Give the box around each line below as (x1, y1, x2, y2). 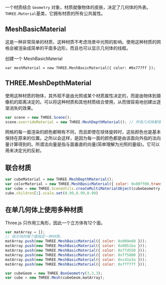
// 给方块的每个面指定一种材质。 (5, 234, 63, 239)
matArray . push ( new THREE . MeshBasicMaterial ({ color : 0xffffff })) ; (5, 262, 147, 267)
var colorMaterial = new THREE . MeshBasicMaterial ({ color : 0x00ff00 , (5, 182, 152, 187)
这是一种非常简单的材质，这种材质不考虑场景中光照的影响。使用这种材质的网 (5, 39, 161, 45)
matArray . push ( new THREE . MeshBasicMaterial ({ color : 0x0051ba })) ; (5, 243, 147, 248)
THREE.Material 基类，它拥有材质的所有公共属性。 (5, 10, 106, 16)
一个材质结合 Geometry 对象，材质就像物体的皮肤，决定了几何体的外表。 (5, 4, 151, 10)
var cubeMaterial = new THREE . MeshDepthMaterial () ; (5, 177, 114, 182)
